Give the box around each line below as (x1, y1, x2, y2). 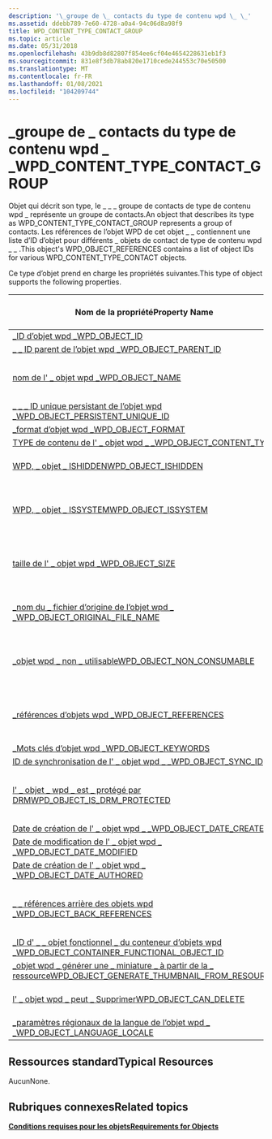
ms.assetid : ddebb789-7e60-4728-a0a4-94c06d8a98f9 (8, 19, 183, 28)
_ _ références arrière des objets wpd (12, 899, 154, 910)
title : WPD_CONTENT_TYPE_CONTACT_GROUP (8, 27, 143, 35)
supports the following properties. (8, 277, 121, 287)
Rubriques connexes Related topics (8, 1100, 189, 1114)
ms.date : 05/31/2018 (8, 42, 79, 50)
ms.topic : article (8, 34, 70, 43)
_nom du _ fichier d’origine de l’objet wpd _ (12, 602, 174, 613)
